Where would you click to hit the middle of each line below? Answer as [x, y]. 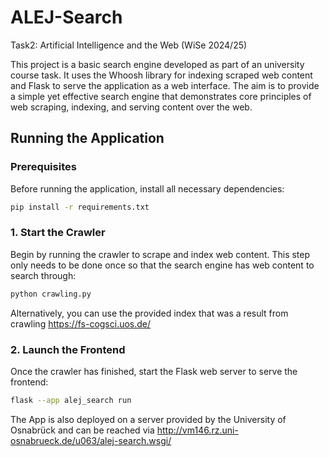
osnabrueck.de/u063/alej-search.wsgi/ [91, 440]
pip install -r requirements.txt [80, 207]
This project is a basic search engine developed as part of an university [157, 64]
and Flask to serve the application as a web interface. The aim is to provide [165, 85]
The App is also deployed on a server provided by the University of [148, 419]
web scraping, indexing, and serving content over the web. [131, 107]
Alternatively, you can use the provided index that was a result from [149, 313]
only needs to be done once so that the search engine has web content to [162, 265]
